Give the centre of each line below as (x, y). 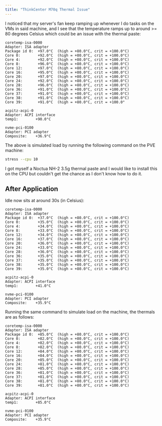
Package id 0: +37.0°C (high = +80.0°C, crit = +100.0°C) (67, 218)
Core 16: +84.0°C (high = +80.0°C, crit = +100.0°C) (67, 356)
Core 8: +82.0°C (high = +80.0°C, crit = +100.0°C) (67, 347)
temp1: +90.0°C (28, 119)
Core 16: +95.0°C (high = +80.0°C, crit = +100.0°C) (67, 72)
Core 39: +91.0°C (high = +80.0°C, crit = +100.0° (65, 102)
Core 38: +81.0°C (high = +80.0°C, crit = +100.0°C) (67, 381)
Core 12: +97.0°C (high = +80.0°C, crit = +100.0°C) (67, 68)
